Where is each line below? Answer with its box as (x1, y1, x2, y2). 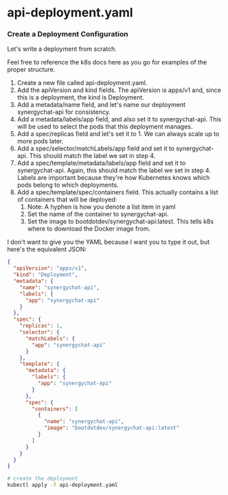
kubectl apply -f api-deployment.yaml (7, 482, 118, 489)
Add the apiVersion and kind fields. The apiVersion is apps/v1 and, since (16, 86, 222, 94)
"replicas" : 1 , (19, 323, 63, 330)
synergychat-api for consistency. (16, 108, 111, 116)
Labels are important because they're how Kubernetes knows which (16, 174, 210, 182)
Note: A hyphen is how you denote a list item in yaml (27, 203, 176, 211)
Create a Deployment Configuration (7, 30, 128, 39)
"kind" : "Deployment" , (13, 271, 78, 279)
